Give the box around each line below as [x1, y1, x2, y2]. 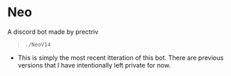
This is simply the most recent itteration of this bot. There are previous [17, 53, 224, 62]
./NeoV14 [24, 41, 51, 48]
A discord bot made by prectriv [7, 27, 99, 36]
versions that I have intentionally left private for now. [17, 61, 171, 69]
